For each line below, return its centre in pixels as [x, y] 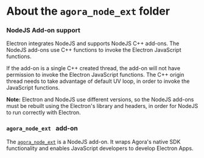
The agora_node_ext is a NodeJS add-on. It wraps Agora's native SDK [93, 142]
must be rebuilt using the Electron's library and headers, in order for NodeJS [102, 106]
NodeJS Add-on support [43, 31]
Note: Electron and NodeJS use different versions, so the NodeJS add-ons [100, 99]
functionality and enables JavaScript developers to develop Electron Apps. [100, 148]
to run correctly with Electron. [44, 113]
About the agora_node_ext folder [88, 11]
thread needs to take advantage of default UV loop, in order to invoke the [98, 81]
